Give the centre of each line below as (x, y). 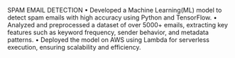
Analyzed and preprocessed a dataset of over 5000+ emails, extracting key (118, 25)
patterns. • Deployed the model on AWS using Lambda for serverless (108, 40)
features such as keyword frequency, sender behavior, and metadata (108, 32)
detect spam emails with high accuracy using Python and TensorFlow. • (113, 17)
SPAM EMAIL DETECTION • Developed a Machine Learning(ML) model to (115, 10)
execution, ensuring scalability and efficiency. (74, 47)
